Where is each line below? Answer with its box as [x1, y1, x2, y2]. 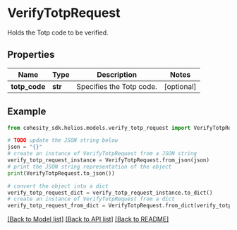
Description [97, 69, 138, 79]
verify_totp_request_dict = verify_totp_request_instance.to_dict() [7, 189, 213, 196]
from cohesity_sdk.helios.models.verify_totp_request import [7, 124, 191, 131]
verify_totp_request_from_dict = [7, 202, 106, 210]
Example [7, 106, 47, 118]
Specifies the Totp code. [76, 81, 157, 91]
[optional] [164, 81, 197, 91]
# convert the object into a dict [7, 182, 109, 190]
